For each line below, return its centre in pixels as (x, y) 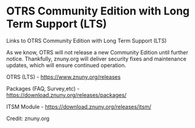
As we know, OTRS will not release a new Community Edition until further (97, 52)
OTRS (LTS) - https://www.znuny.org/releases (64, 77)
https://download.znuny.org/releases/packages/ (67, 95)
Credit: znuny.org (28, 118)
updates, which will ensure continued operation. (66, 65)
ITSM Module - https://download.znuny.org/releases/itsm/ (79, 106)
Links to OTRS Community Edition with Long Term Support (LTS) (87, 40)
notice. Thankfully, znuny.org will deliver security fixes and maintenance (96, 59)
